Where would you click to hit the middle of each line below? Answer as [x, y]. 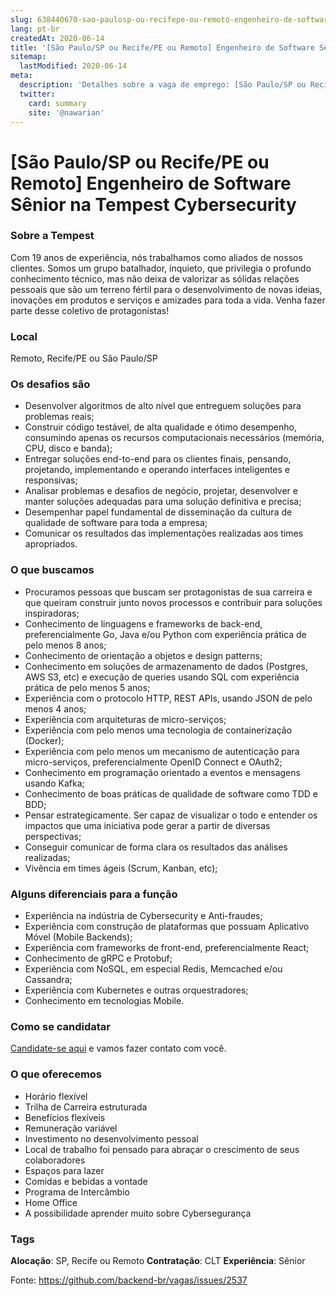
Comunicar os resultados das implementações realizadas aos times [164, 533]
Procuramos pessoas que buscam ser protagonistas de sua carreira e [168, 592]
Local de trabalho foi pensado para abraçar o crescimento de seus [162, 1149]
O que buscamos [52, 570]
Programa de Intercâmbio [77, 1192]
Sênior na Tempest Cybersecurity [153, 204]
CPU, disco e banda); [68, 448]
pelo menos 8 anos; [65, 645]
